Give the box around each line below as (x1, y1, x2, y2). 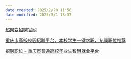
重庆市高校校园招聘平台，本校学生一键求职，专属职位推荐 (5, 37, 126, 43)
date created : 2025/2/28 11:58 (5, 7, 72, 13)
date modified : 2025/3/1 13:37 (5, 12, 72, 17)
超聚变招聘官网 (5, 26, 37, 33)
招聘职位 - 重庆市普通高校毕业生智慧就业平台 (5, 48, 99, 54)
